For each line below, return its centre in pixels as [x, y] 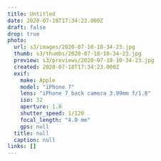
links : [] [22, 147]
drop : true [24, 34]
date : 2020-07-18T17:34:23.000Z [55, 21]
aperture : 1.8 [41, 107]
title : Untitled [31, 14]
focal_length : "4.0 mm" [56, 120]
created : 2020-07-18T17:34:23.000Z [67, 67]
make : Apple [38, 80]
